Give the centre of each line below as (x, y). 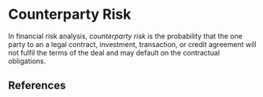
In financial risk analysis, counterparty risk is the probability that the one (125, 36)
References (37, 86)
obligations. (27, 61)
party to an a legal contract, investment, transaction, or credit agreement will (132, 44)
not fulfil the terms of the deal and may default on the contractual (114, 52)
